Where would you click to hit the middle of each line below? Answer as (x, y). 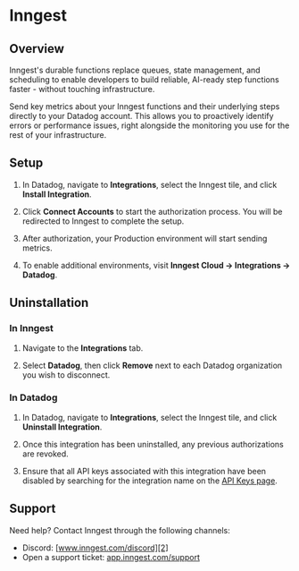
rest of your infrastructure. (58, 135)
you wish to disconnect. (66, 375)
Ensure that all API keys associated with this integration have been (144, 471)
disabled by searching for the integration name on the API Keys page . (150, 481)
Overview (37, 49)
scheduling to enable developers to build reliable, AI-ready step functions (144, 80)
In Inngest (31, 328)
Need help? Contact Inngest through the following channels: (120, 530)
